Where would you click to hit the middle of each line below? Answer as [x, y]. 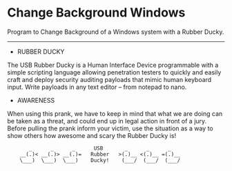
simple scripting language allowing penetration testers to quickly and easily [114, 72]
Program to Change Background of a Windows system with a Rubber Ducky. [116, 32]
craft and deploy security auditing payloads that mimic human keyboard [109, 79]
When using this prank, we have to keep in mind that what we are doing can [115, 113]
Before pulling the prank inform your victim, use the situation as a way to [110, 128]
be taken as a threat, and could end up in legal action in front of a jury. [107, 121]
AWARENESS [36, 100]
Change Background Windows [96, 13]
